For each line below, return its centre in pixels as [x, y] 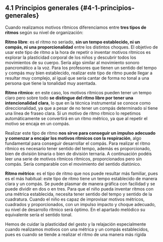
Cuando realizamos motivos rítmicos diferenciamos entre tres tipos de [76, 27]
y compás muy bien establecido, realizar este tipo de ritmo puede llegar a [79, 73]
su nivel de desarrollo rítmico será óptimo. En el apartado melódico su [75, 209]
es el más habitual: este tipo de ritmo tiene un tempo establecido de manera [81, 178]
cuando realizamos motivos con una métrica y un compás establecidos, [77, 229]
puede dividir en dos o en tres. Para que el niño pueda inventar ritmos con [79, 189]
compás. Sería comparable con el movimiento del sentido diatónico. [73, 164]
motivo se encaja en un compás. [38, 123]
